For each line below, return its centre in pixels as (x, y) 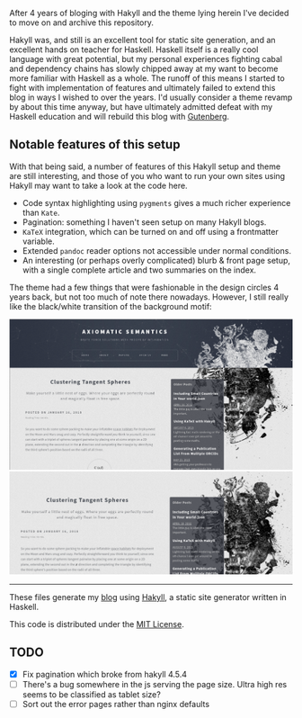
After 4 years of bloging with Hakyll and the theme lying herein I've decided (149, 13)
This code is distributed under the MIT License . (97, 624)
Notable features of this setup (95, 144)
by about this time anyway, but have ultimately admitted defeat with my (141, 107)
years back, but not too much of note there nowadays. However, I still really (149, 297)
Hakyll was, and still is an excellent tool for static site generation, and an (142, 40)
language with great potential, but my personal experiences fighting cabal (146, 59)
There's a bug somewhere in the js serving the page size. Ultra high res (155, 684)
